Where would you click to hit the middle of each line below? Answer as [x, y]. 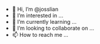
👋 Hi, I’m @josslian [35, 9]
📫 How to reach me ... [40, 35]
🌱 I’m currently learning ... [44, 22]
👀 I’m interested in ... [38, 15]
